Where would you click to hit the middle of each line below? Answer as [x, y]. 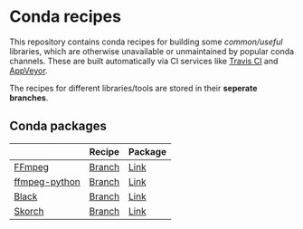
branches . [29, 98]
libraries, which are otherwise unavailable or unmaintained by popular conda [152, 51]
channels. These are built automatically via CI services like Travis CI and [144, 61]
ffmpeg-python [47, 181]
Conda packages [58, 126]
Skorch [29, 211]
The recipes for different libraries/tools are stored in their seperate [133, 88]
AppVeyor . [28, 71]
